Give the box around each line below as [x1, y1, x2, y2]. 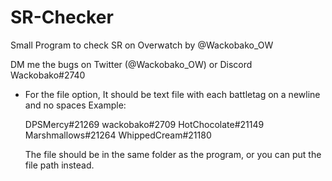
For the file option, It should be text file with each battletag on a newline [24, 88, 321, 100]
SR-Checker [10, 6, 114, 29]
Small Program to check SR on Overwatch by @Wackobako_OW [10, 39, 274, 51]
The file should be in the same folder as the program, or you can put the [24, 148, 322, 160]
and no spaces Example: [24, 99, 127, 111]
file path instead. [24, 159, 95, 171]
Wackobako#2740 [10, 69, 86, 81]
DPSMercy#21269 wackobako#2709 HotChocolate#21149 [24, 118, 265, 130]
